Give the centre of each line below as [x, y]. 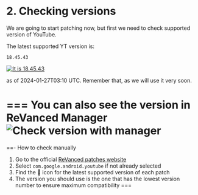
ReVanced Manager [57, 118]
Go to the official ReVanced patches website [71, 159]
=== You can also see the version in [98, 105]
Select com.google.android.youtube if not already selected [88, 166]
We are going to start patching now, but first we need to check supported [98, 28]
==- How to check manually [41, 148]
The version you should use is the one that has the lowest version [97, 179]
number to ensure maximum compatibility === [73, 185]
